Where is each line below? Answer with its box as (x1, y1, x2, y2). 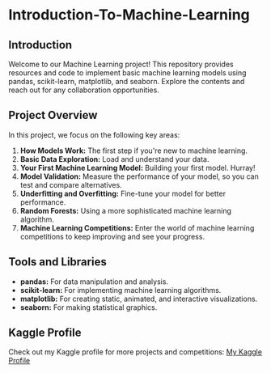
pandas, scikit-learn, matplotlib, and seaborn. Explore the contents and (8, 77, 245, 86)
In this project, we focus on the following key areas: (8, 129, 180, 139)
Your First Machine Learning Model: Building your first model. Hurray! (19, 163, 256, 172)
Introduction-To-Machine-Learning (8, 6, 250, 24)
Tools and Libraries (8, 255, 107, 269)
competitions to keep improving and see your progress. (19, 231, 205, 241)
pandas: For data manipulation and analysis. (19, 277, 168, 286)
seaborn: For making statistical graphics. (19, 302, 158, 312)
